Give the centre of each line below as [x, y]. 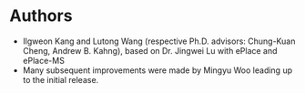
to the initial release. [61, 79]
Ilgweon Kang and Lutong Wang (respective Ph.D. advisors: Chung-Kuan [159, 41]
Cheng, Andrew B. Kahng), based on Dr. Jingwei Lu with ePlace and [150, 50]
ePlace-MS [44, 60]
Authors [41, 16]
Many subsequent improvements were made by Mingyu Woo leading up [158, 70]
